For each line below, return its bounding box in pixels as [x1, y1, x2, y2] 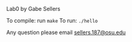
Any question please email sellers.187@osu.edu [6, 29, 127, 36]
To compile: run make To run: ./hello [6, 17, 98, 24]
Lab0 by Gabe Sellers [6, 5, 61, 12]
